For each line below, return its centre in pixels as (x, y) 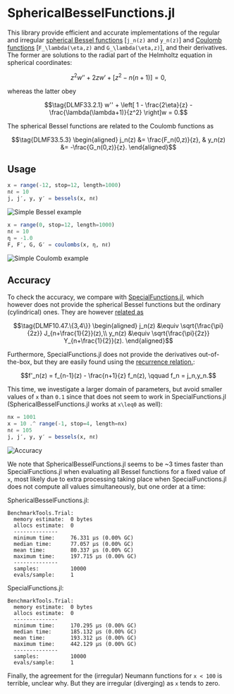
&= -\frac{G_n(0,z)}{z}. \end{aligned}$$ (118, 147)
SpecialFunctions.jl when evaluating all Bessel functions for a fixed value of (117, 471)
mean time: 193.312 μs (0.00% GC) (75, 638)
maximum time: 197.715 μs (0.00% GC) (75, 556)
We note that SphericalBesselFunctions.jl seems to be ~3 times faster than (115, 464)
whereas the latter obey (42, 91)
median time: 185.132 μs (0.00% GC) (75, 632)
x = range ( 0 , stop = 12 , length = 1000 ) (61, 225)
